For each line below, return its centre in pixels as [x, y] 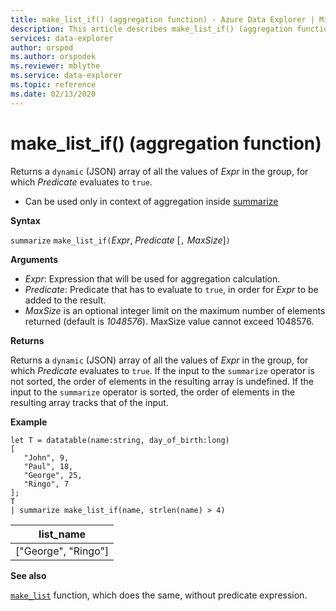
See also [28, 575]
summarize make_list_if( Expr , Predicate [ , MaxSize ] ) [120, 240]
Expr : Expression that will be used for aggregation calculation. [152, 278]
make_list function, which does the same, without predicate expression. [159, 595]
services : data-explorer [62, 38]
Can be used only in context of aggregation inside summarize [151, 201]
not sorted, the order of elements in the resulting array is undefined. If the [162, 381]
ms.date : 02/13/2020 [53, 94]
